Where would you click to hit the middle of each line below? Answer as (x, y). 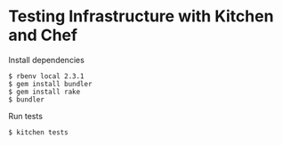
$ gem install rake (44, 92)
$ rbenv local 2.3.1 (47, 76)
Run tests (26, 116)
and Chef (43, 35)
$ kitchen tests (38, 132)
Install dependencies (47, 60)
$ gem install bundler (50, 84)
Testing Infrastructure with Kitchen (141, 16)
